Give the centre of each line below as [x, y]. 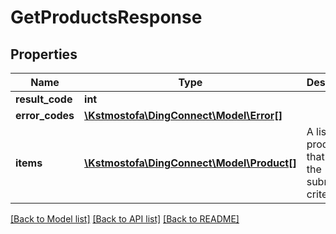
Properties [44, 54]
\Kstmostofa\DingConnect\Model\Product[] [190, 163]
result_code [44, 99]
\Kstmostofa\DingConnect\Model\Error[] [183, 115]
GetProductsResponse [106, 17]
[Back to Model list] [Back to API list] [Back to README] [125, 219]
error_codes [45, 115]
